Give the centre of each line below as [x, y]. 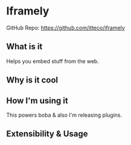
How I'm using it [37, 100]
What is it [24, 47]
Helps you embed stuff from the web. [53, 61]
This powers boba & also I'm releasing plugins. [64, 115]
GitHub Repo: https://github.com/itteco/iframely [65, 28]
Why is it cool [32, 80]
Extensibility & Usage [47, 134]
